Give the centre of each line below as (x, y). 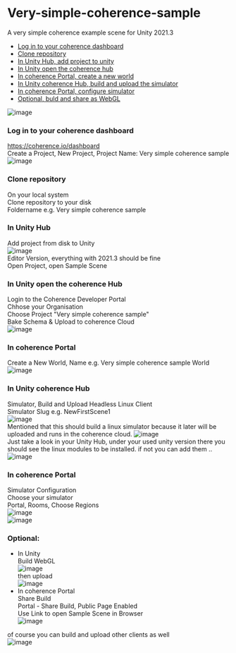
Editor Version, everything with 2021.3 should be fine (84, 258)
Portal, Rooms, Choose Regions (53, 505)
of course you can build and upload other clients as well (89, 635)
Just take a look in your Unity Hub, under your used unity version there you (116, 441)
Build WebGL (36, 561)
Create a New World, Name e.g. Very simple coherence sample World (108, 363)
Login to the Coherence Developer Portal (67, 299)
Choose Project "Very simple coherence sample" (78, 315)
